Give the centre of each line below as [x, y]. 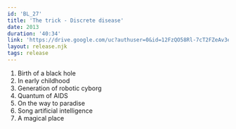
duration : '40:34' [34, 33]
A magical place [41, 118]
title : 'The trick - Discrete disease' [66, 20]
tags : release [28, 54]
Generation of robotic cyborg [59, 88]
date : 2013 [23, 27]
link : [15, 40]
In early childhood [44, 80]
